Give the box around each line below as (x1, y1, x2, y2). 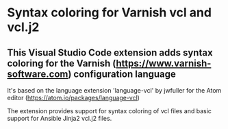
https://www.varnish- (116, 57, 212, 69)
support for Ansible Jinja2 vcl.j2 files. (7, 115, 112, 122)
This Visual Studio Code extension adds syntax (7, 47, 214, 58)
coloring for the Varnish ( (7, 57, 116, 69)
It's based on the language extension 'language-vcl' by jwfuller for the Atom (7, 86, 222, 94)
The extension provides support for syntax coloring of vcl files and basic (7, 107, 212, 115)
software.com (7, 68, 68, 80)
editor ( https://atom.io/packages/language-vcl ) (7, 94, 140, 102)
